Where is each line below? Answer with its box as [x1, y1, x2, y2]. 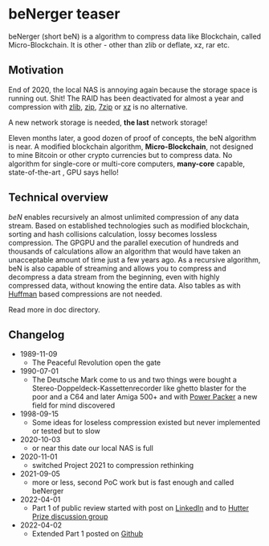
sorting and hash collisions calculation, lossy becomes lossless [8, 229, 218, 238]
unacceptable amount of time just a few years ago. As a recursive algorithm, [8, 254, 261, 264]
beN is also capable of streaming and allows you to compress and [8, 263, 226, 273]
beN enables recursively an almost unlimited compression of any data [8, 212, 239, 221]
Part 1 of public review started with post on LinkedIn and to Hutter [31, 503, 250, 513]
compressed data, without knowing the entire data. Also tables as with [8, 280, 241, 290]
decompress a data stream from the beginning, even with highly [8, 271, 220, 282]
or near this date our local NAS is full [31, 444, 154, 453]
